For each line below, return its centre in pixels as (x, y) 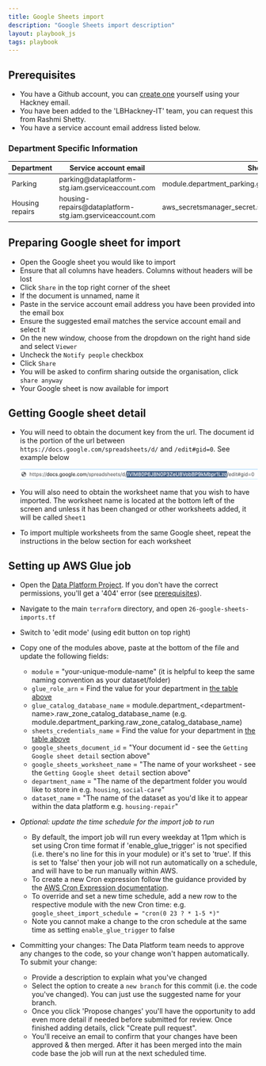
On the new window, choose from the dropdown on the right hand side (135, 338)
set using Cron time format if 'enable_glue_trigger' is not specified (139, 846)
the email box (42, 313)
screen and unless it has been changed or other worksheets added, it (133, 508)
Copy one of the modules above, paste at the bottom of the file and (129, 648)
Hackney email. (45, 102)
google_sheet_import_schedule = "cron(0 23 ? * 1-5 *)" (125, 914)
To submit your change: (58, 962)
